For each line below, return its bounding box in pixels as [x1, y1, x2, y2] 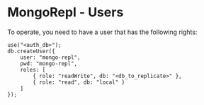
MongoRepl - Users [7, 4, 124, 21]
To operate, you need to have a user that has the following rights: [7, 28, 198, 36]
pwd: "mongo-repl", [20, 60, 78, 67]
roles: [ [20, 66, 46, 73]
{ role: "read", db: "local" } [33, 79, 125, 86]
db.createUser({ [7, 48, 55, 55]
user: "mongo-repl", [20, 54, 81, 61]
